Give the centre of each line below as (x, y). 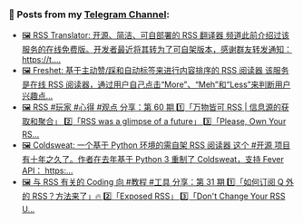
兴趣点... (37, 96)
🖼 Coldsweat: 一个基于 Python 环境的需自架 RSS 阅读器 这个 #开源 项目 (156, 145)
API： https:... (47, 170)
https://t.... (41, 60)
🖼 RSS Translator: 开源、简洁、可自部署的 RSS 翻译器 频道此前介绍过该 (156, 35)
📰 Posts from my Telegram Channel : (89, 15)
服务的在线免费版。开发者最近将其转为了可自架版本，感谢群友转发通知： (156, 50)
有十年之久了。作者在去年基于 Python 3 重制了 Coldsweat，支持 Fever (153, 160)
